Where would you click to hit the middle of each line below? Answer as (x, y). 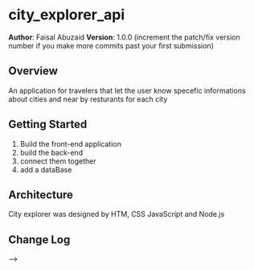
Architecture (41, 195)
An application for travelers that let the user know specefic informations (127, 90)
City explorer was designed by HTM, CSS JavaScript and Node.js (117, 214)
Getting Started (48, 125)
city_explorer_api (67, 15)
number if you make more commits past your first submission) (111, 45)
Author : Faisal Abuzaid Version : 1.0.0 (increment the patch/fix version (125, 37)
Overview (33, 71)
